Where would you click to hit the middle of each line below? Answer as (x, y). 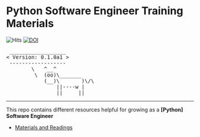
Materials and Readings (44, 127)
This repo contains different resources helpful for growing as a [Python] (95, 109)
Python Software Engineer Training (95, 11)
